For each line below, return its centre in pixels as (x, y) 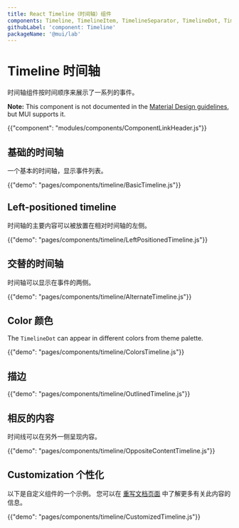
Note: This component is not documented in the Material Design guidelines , (118, 107)
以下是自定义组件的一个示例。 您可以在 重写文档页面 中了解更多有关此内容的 (119, 493)
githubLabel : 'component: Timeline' (62, 27)
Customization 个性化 (56, 475)
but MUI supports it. (37, 114)
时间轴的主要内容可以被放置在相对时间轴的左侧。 (79, 225)
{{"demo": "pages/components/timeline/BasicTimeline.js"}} (94, 185)
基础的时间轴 (36, 152)
